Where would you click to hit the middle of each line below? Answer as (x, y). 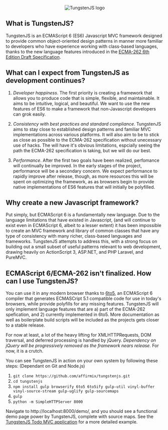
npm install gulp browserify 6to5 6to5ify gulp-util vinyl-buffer (84, 387)
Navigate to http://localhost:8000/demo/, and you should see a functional (81, 411)
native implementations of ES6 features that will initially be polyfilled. (84, 187)
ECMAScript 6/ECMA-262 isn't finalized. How (79, 273)
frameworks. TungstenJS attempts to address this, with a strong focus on (81, 242)
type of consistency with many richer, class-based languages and (74, 236)
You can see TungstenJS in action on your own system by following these (82, 361)
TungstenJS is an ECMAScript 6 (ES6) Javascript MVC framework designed (84, 36)
